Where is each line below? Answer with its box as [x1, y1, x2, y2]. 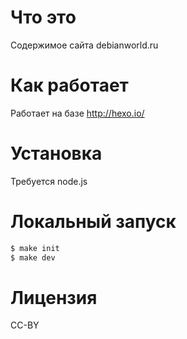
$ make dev [10, 252, 56, 263]
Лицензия [10, 286, 98, 309]
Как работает [10, 74, 129, 97]
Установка [10, 142, 103, 165]
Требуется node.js [10, 175, 88, 187]
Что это [10, 6, 77, 29]
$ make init [10, 243, 60, 253]
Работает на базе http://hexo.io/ [10, 107, 145, 119]
